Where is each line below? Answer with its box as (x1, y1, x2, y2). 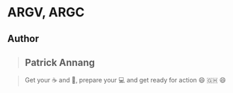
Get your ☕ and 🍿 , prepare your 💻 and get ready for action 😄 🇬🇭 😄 (24, 76, 227, 84)
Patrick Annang (24, 56, 96, 68)
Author (7, 33, 39, 45)
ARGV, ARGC (7, 4, 85, 21)
